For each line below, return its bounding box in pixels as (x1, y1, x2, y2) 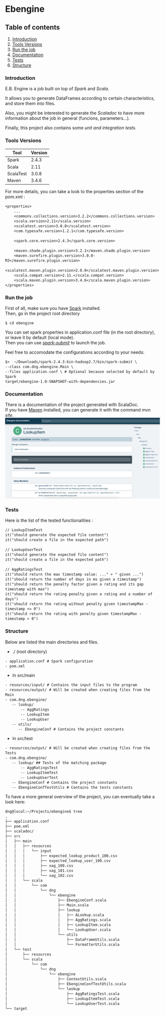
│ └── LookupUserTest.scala (5, 1001, 120, 1006)
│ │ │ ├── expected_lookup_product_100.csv (5, 853, 118, 858)
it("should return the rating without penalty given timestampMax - (5, 602, 148, 607)
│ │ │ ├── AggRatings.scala (5, 917, 111, 922)
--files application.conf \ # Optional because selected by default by (5, 369, 155, 374)
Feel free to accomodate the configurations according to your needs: (5, 349, 145, 355)
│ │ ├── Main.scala (5, 903, 89, 908)
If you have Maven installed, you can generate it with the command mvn (5, 407, 151, 413)
